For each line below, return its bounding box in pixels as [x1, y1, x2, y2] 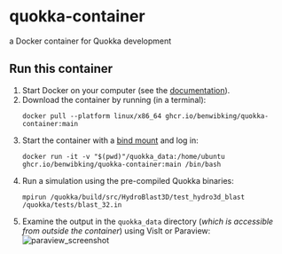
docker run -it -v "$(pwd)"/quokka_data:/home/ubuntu [21, 152, 225, 161]
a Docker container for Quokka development [9, 36, 172, 46]
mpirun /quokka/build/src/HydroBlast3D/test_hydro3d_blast [21, 193, 246, 202]
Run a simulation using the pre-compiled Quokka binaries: [21, 175, 234, 186]
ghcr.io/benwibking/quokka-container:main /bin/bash [21, 160, 222, 169]
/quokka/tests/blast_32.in [21, 200, 122, 210]
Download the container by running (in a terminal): [21, 94, 207, 105]
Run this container [9, 61, 114, 76]
